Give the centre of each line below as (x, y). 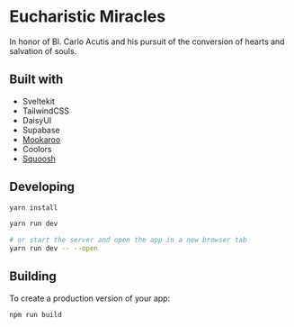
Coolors (37, 149)
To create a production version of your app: (90, 298)
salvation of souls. (43, 50)
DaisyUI (37, 120)
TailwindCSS (46, 111)
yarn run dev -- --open (54, 249)
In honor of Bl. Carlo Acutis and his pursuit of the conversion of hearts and (147, 41)
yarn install (34, 208)
